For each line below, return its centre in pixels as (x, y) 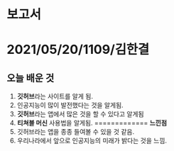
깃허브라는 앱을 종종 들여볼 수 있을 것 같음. (76, 132)
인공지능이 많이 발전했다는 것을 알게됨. (70, 105)
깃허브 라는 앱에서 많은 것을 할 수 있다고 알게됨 (80, 114)
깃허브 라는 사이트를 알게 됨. (55, 96)
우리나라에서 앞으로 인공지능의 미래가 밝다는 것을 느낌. (92, 141)
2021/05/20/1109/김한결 (78, 50)
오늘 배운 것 (31, 78)
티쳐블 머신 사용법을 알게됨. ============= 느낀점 (92, 123)
